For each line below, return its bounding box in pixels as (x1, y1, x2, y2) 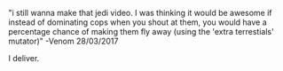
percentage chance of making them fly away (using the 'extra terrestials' (8, 27, 274, 36)
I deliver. (8, 53, 40, 63)
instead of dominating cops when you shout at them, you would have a (8, 17, 267, 28)
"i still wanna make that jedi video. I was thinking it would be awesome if (8, 8, 272, 18)
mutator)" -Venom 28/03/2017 (8, 35, 119, 46)
